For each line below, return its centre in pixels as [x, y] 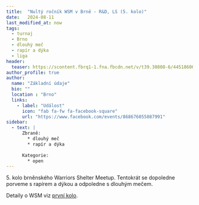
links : [20, 100]
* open [36, 161]
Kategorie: [35, 155]
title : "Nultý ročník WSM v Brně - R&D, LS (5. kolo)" [76, 12]
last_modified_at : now [34, 23]
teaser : [21, 67]
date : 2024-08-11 [30, 17]
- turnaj [22, 34]
